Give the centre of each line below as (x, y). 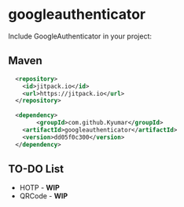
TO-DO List (36, 169)
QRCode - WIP (44, 196)
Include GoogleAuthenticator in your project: (80, 36)
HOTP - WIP (40, 188)
